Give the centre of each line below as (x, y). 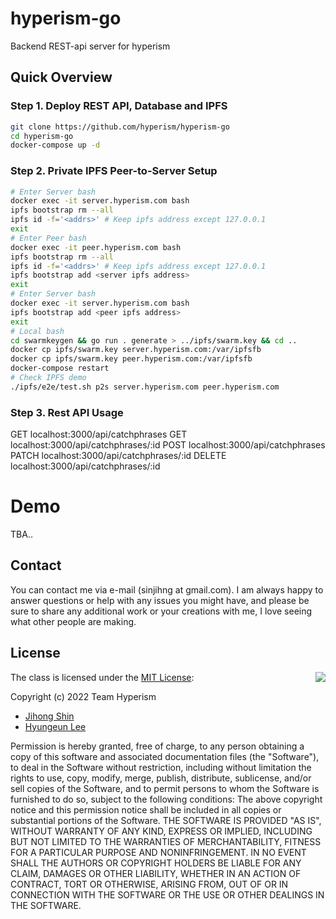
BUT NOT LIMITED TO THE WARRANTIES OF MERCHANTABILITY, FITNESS (166, 841)
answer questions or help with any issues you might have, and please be (160, 600)
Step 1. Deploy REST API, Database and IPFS (119, 106)
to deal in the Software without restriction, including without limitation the (161, 767)
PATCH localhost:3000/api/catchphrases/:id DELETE (118, 456)
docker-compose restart (60, 368)
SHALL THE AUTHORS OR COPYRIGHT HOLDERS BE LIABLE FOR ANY (156, 863)
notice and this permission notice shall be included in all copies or (146, 809)
